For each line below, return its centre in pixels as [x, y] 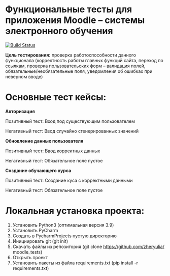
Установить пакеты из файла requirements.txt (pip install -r [75, 263]
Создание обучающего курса [38, 170]
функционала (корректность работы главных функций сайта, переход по [84, 60]
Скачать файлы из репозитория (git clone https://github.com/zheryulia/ [89, 246]
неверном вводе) [24, 76]
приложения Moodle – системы [75, 20]
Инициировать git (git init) [40, 241]
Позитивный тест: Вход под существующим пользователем [70, 121]
